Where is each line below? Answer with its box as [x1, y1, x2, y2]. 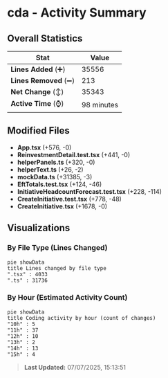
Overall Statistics [7, 33, 83, 44]
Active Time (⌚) [10, 99, 64, 108]
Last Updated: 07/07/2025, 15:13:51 [24, 363, 127, 371]
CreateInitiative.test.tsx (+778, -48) [17, 195, 122, 203]
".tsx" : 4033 [7, 271, 48, 278]
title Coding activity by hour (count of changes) [7, 314, 156, 321]
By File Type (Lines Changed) [7, 243, 108, 253]
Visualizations [7, 222, 71, 234]
